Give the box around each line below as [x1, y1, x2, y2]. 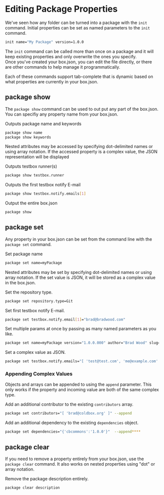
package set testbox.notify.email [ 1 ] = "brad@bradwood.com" [5, 317, 125, 322]
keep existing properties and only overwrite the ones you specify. [5, 53, 137, 59]
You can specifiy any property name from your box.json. [5, 111, 119, 117]
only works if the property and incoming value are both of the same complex [5, 387, 159, 393]
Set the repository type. [5, 289, 53, 295]
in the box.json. [5, 279, 36, 285]
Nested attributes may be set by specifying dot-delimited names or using [5, 269, 152, 275]
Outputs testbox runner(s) [5, 163, 58, 170]
